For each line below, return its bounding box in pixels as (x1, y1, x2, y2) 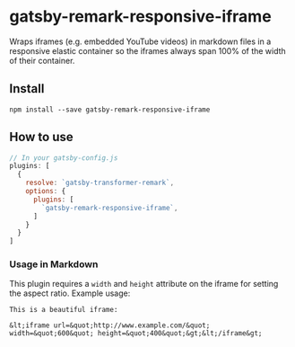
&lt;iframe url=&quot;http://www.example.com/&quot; (9, 321, 211, 330)
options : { (25, 187, 66, 196)
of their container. (9, 55, 75, 66)
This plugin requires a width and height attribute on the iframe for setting (9, 279, 279, 289)
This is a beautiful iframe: (9, 306, 118, 315)
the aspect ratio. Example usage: (9, 288, 131, 298)
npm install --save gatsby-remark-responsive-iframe (9, 105, 211, 114)
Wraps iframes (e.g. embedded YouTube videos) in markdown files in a (9, 36, 272, 47)
